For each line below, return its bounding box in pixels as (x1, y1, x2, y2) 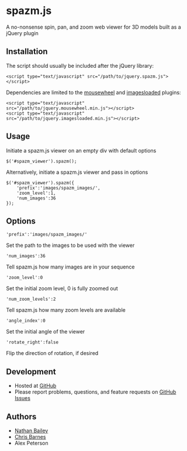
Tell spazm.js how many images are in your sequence (6, 263, 136, 270)
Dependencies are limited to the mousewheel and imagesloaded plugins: (6, 89, 181, 96)
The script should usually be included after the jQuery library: (6, 62, 154, 69)
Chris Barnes (14, 433, 46, 440)
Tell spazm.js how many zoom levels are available (6, 307, 126, 314)
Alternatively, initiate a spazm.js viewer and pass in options (6, 168, 148, 175)
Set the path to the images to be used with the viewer (6, 242, 135, 249)
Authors (6, 411, 37, 422)
